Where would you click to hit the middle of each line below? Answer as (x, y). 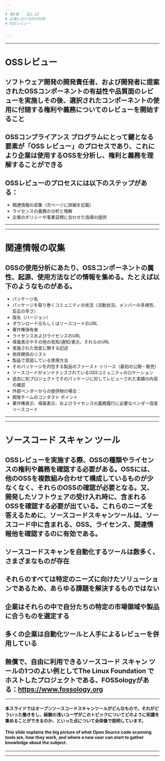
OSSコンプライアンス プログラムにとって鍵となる (79, 137)
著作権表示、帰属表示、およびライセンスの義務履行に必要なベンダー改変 (85, 403)
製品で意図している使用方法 (40, 360)
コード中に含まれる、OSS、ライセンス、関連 (79, 524)
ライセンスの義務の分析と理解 (42, 211)
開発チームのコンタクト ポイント (45, 397)
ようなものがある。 (47, 286)
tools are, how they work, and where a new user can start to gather (74, 737)
